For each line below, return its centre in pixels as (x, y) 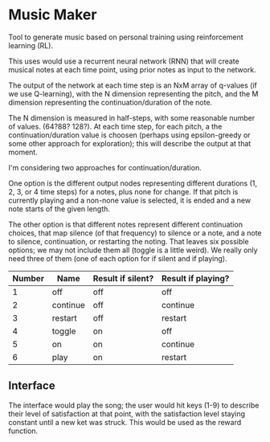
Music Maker (53, 15)
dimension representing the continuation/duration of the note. (110, 102)
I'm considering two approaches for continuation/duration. (105, 167)
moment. (23, 152)
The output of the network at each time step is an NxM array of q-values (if (133, 85)
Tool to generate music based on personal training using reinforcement (126, 37)
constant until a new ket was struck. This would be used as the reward (125, 422)
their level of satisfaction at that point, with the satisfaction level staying (127, 413)
